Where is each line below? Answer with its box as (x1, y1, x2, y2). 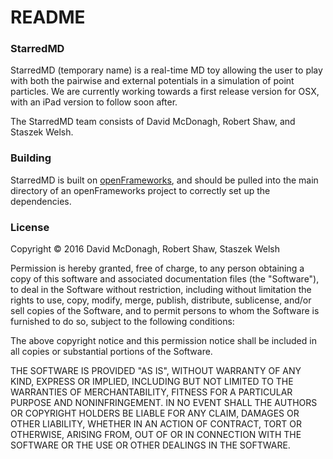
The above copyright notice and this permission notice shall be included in (10, 335, 317, 347)
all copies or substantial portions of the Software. (10, 346, 213, 358)
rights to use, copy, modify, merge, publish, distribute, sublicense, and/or (10, 294, 312, 306)
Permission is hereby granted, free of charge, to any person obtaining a (10, 262, 305, 275)
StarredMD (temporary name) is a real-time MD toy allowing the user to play (10, 64, 323, 76)
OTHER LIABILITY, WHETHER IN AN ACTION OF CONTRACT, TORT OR (10, 418, 302, 430)
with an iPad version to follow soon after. (10, 96, 178, 108)
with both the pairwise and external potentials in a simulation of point (10, 75, 295, 87)
